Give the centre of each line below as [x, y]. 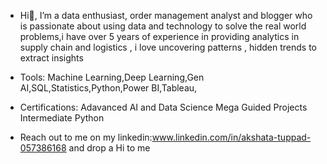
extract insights [51, 58]
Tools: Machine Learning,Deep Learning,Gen [112, 77]
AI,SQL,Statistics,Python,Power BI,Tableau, [108, 88]
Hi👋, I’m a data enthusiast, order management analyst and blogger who [166, 15]
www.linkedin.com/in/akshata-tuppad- [231, 137]
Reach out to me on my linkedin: [86, 137]
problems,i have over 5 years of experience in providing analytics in [159, 36]
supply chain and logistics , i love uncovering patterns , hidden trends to [168, 47]
